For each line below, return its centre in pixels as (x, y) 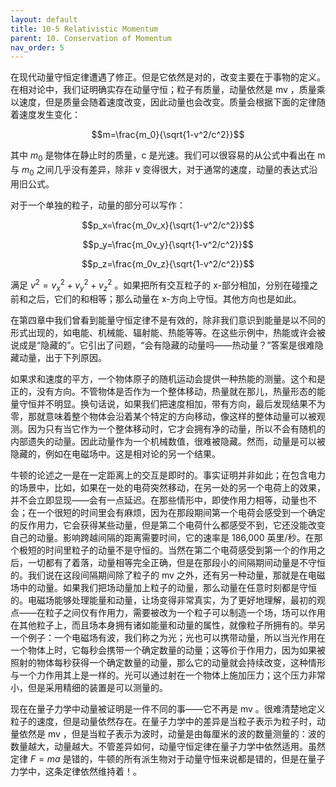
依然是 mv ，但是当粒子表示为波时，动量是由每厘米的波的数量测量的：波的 (172, 734)
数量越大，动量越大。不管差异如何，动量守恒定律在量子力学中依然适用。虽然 (168, 747)
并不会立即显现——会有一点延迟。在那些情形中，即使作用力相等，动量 (155, 500)
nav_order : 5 (37, 47)
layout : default (44, 19)
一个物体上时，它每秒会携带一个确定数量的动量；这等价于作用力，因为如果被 (168, 650)
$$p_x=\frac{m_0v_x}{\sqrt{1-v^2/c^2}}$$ (168, 225)
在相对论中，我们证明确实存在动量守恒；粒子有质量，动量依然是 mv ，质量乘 (168, 90)
